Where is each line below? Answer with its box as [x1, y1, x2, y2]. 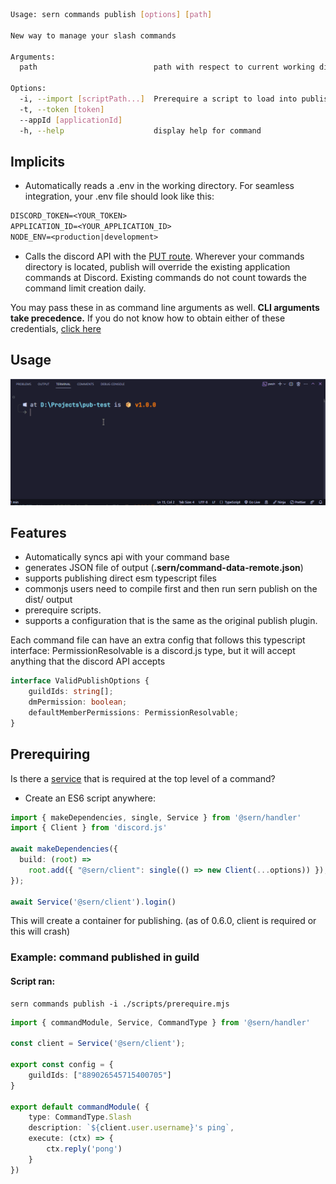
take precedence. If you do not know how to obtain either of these [10, 312, 286, 324]
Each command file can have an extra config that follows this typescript [10, 634, 306, 646]
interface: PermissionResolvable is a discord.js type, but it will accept [10, 645, 296, 657]
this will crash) [10, 925, 71, 938]
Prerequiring [10, 746, 91, 763]
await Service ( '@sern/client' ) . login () [10, 897, 177, 907]
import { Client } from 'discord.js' [10, 823, 168, 833]
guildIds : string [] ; [28, 687, 114, 697]
